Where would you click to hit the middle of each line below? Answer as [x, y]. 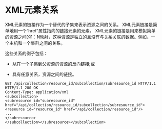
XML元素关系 [32, 10]
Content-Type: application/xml [37, 92]
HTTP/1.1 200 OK [21, 88]
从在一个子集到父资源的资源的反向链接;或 [53, 64]
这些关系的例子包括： [26, 53]
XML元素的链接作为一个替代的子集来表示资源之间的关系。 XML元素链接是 [79, 25]
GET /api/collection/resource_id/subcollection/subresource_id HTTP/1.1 [81, 83]
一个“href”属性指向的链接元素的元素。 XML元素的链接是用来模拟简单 [87, 30]
